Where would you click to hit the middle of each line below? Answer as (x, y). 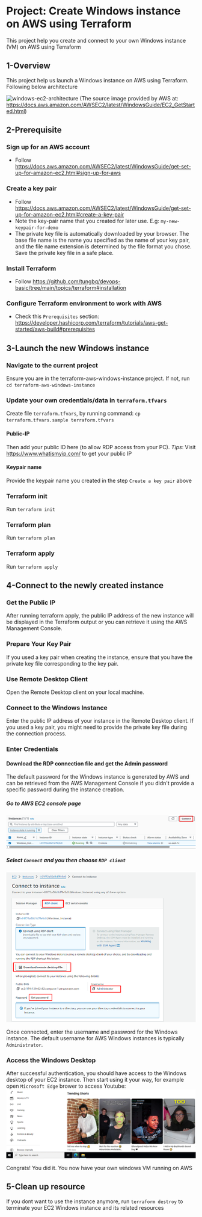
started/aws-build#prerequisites (55, 330)
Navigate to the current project (52, 365)
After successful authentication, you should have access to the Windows (96, 1073)
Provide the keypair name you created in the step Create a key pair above (99, 480)
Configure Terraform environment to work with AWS (84, 303)
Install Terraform (31, 268)
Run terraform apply (32, 566)
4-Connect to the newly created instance (85, 585)
